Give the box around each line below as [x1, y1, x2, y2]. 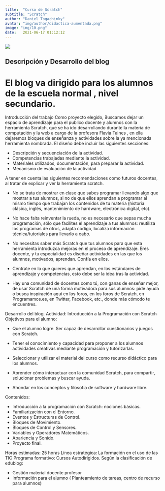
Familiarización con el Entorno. [12, 409, 75, 415]
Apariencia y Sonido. [12, 435, 55, 441]
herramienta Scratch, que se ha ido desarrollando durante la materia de [5, 125, 150, 131]
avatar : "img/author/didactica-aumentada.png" [5, 21, 102, 26]
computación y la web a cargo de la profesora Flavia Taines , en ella [5, 130, 143, 136]
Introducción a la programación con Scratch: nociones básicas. [12, 404, 141, 410]
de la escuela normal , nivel [5, 88, 119, 99]
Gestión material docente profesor [12, 470, 82, 476]
